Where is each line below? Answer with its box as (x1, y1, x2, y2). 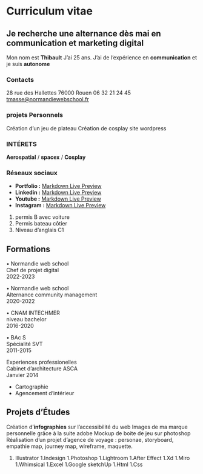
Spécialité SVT (6, 341, 43, 347)
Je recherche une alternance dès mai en (6, 28, 161, 39)
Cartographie (15, 383, 48, 390)
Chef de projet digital (6, 267, 59, 273)
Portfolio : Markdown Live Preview (15, 182, 102, 190)
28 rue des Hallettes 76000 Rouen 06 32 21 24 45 (6, 89, 131, 96)
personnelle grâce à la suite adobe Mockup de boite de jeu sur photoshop (6, 429, 191, 437)
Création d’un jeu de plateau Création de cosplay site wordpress (6, 124, 167, 132)
